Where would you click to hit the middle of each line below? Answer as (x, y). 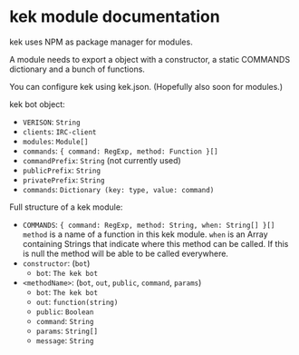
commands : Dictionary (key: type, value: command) (118, 189)
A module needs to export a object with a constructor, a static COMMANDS (150, 59)
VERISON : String (51, 122)
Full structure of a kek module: (66, 207)
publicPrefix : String (62, 170)
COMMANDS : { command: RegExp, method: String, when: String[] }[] (149, 224)
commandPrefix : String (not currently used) (101, 160)
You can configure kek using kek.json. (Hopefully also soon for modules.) (146, 86)
